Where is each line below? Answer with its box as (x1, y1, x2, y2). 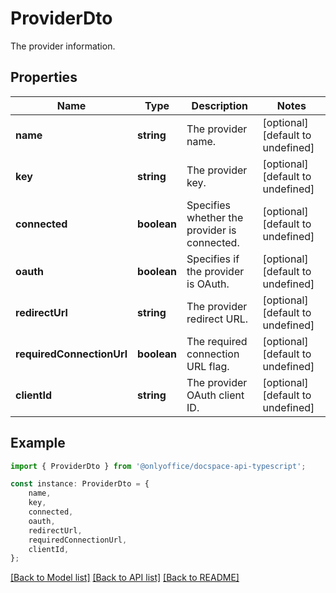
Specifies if (186, 252, 240, 266)
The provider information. (10, 40, 116, 52)
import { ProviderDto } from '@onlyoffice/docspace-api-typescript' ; (10, 461, 307, 471)
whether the (186, 210, 244, 224)
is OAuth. (186, 277, 230, 291)
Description (191, 98, 249, 112)
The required (186, 334, 248, 348)
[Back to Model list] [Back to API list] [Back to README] (10, 572, 240, 584)
